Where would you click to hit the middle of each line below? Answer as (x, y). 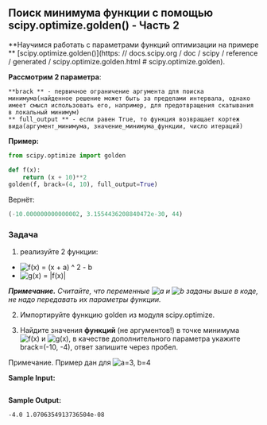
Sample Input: (32, 378)
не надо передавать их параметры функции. (85, 299)
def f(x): (25, 170)
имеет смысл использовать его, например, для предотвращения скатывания (131, 105)
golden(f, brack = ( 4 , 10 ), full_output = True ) (83, 185)
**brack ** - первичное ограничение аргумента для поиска (106, 91)
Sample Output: (35, 400)
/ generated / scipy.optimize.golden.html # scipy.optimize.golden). (116, 61)
